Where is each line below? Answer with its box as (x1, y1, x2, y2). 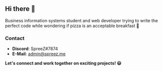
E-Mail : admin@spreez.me (12, 51, 66, 57)
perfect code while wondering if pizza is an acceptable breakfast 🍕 (5, 23, 140, 28)
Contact (5, 35, 25, 42)
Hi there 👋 (5, 5, 36, 13)
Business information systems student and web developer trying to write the (5, 17, 158, 23)
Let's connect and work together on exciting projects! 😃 (5, 60, 122, 66)
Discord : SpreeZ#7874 (12, 46, 58, 52)
